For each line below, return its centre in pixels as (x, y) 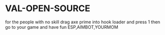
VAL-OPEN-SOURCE (48, 9)
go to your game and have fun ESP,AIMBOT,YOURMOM (62, 27)
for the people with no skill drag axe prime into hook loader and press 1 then (83, 22)
